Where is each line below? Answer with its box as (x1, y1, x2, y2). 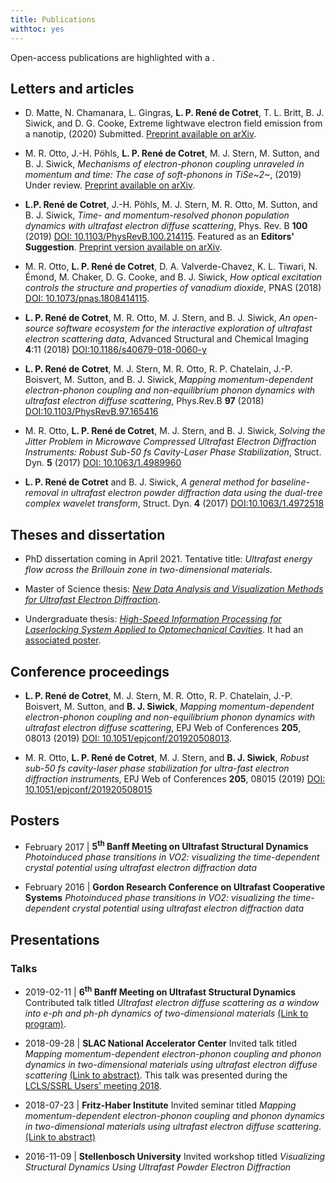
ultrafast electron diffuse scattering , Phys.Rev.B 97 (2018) (24, 395, 265, 407)
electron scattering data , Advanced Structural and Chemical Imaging (24, 333, 309, 345)
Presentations (10, 931, 100, 948)
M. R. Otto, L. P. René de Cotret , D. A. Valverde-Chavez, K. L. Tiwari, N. (24, 261, 318, 273)
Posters (10, 812, 60, 830)
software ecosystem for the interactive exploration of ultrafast (55, 322, 313, 335)
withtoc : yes (10, 24, 65, 34)
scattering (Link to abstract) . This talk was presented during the (24, 1069, 288, 1081)
